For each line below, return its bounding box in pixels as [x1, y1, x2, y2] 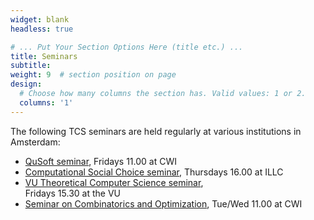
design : [10, 79, 43, 90]
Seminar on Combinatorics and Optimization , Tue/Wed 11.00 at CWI [24, 197, 303, 210]
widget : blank [10, 14, 70, 25]
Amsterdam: [10, 136, 61, 148]
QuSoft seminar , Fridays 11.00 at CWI [24, 155, 177, 167]
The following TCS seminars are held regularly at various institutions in [10, 125, 302, 137]
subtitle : [10, 61, 52, 71]
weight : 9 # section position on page [10, 70, 177, 80]
